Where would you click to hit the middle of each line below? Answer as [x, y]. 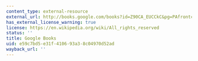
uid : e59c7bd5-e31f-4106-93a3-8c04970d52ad [60, 44]
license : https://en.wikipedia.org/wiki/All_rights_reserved [83, 28]
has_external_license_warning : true [51, 22]
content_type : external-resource [47, 11]
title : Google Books [32, 38]
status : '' [19, 33]
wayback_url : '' [26, 49]
